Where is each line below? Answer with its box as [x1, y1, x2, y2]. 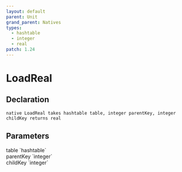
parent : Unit [6, 14, 38, 20]
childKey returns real [6, 115, 61, 121]
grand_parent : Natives [6, 19, 61, 25]
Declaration [6, 94, 50, 105]
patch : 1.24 [6, 47, 35, 52]
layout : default [6, 8, 45, 15]
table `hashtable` [6, 146, 47, 153]
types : [6, 24, 22, 31]
